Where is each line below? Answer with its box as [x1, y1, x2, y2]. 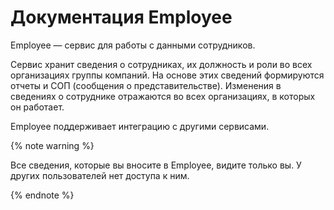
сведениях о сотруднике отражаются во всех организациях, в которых [10, 90, 316, 102]
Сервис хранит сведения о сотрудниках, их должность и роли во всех [10, 58, 313, 70]
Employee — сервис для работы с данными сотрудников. [10, 39, 256, 51]
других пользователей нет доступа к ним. [10, 169, 190, 181]
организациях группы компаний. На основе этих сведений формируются [10, 69, 325, 81]
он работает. [10, 101, 65, 113]
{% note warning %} [10, 139, 95, 151]
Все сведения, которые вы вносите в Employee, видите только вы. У [10, 159, 302, 171]
